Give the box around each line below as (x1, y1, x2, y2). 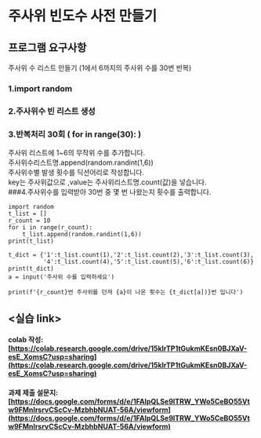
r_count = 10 (8, 217, 51, 224)
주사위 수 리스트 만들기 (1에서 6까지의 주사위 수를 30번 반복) (8, 64, 192, 72)
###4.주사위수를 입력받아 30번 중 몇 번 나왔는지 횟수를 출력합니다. (8, 188, 212, 197)
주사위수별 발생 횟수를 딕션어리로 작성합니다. (8, 168, 145, 177)
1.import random (8, 83, 73, 94)
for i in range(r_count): (8, 224, 92, 232)
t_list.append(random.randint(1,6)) (22, 231, 143, 239)
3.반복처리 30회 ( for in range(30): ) (8, 129, 142, 140)
